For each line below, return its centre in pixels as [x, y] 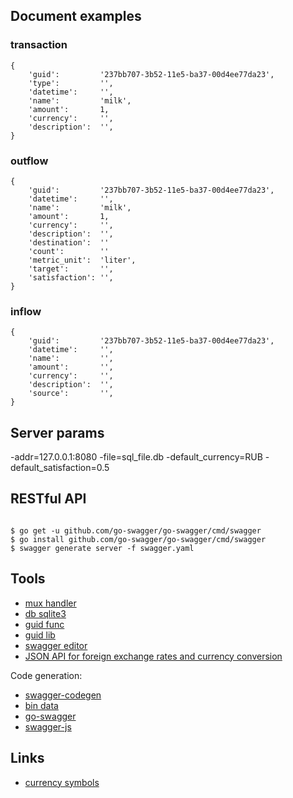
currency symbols [62, 782]
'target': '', [71, 269]
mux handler [50, 603]
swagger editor [56, 645]
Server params [57, 432]
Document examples [76, 16]
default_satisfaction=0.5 [60, 468]
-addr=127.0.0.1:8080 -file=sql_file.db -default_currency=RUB [136, 457]
